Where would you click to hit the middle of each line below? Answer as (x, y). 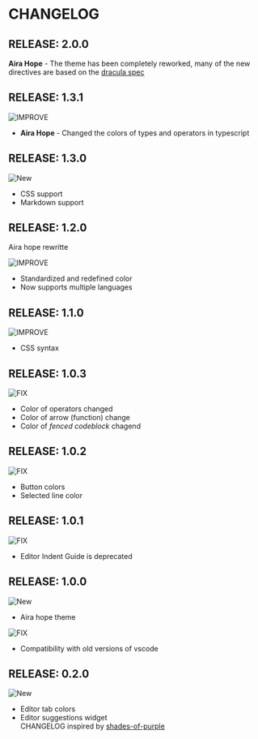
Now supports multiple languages (76, 287)
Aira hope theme (48, 617)
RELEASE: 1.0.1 (46, 521)
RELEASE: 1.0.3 (48, 374)
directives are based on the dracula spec (76, 72)
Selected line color (51, 495)
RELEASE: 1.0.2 (48, 451)
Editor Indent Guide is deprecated (76, 556)
